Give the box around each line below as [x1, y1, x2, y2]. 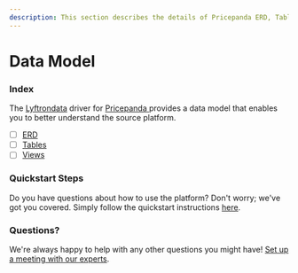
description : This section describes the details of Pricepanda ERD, [9, 12, 272, 22]
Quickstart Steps [9, 172, 84, 184]
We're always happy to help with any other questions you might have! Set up [9, 244, 289, 254]
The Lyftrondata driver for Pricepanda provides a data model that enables [9, 103, 278, 113]
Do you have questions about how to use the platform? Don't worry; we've [9, 192, 281, 203]
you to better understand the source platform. [9, 113, 176, 123]
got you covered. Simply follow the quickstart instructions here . [9, 201, 241, 213]
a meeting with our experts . [9, 253, 110, 264]
